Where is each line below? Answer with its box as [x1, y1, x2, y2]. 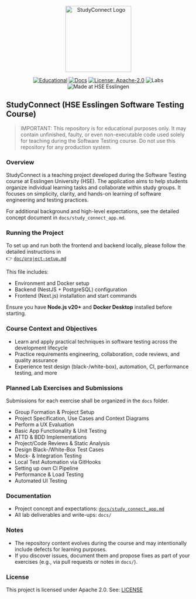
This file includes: [6, 268, 49, 275]
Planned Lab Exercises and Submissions [6, 383, 123, 392]
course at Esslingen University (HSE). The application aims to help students [6, 178, 188, 185]
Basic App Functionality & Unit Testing [14, 428, 107, 434]
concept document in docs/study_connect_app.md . [6, 214, 126, 221]
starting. [6, 310, 26, 317]
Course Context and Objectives [6, 325, 98, 333]
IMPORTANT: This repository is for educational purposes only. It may [20, 124, 187, 132]
